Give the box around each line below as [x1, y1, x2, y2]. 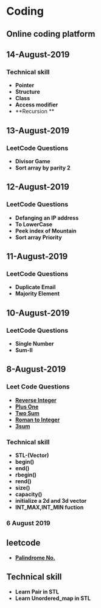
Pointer [15, 81, 35, 89]
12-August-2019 [6, 182, 70, 192]
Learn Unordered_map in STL [15, 595, 91, 602]
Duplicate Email [15, 283, 56, 291]
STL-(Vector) [15, 451, 49, 459]
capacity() [15, 491, 43, 498]
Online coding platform [6, 29, 96, 39]
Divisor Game [15, 157, 50, 165]
